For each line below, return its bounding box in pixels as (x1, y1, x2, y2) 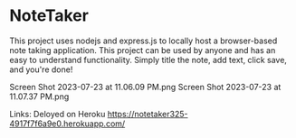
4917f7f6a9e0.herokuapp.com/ (9, 118, 126, 129)
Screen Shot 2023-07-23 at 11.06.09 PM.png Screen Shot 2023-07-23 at (9, 81, 282, 92)
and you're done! (9, 64, 73, 75)
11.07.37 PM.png (9, 91, 70, 102)
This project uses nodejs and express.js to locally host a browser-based (9, 35, 278, 46)
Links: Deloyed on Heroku (9, 108, 106, 119)
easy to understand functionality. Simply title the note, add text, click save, (9, 54, 288, 65)
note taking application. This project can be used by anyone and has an (9, 44, 276, 55)
